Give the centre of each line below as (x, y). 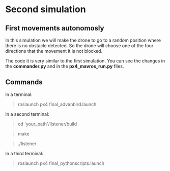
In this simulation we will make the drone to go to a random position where (83, 40)
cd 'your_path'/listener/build (47, 124)
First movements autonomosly (55, 28)
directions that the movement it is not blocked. (54, 51)
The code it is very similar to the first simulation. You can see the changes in (85, 61)
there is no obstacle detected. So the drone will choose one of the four (79, 46)
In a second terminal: (27, 114)
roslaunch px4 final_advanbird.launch (57, 104)
